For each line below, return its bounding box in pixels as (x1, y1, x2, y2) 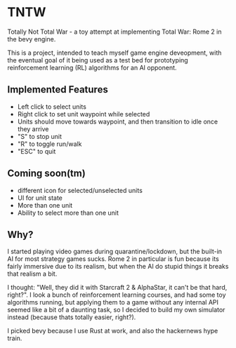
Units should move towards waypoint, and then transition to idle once (17, 117, 218, 126)
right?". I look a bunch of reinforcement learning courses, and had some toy (7, 290, 226, 299)
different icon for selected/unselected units (17, 186, 143, 194)
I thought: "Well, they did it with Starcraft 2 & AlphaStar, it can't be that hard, (7, 283, 228, 292)
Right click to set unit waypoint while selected (17, 109, 150, 118)
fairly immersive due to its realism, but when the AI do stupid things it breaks (7, 262, 229, 271)
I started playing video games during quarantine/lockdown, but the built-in (7, 247, 223, 256)
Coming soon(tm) (7, 168, 86, 180)
